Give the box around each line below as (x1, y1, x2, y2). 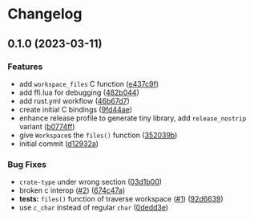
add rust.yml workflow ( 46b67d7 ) (18, 96, 130, 105)
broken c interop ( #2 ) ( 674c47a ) (18, 185, 126, 195)
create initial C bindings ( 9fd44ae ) (18, 104, 133, 114)
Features (7, 61, 43, 72)
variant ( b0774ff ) (18, 121, 75, 131)
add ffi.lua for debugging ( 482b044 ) (18, 88, 139, 97)
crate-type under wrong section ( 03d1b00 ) (18, 177, 162, 187)
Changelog (7, 5, 83, 23)
